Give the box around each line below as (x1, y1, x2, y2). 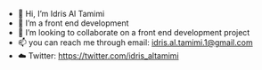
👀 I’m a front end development (17, 18, 129, 28)
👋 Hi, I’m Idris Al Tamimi (17, 9, 105, 19)
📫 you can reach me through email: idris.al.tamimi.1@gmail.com (17, 37, 253, 48)
